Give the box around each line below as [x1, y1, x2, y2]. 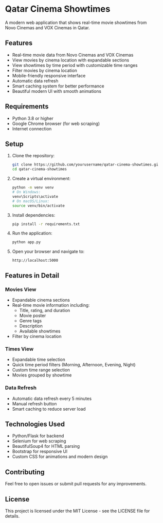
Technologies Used [5, 420, 65, 428]
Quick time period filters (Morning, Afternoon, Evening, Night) [12, 362, 136, 368]
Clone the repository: [12, 153, 55, 159]
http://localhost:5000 [12, 258, 58, 263]
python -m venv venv [12, 185, 54, 190]
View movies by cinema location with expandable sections [12, 57, 129, 63]
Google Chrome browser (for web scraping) [12, 121, 100, 126]
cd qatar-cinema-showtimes [12, 167, 67, 172]
